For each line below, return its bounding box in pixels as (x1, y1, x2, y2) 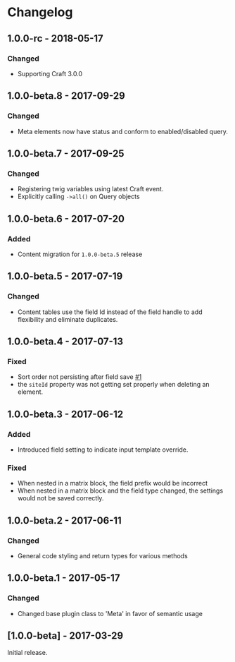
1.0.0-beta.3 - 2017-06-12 (7, 408, 124, 420)
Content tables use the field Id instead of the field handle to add (17, 308, 203, 316)
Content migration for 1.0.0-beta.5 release (17, 250, 143, 258)
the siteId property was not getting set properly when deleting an (17, 380, 210, 389)
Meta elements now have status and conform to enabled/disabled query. (17, 127, 229, 136)
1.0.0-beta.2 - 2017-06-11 (7, 514, 122, 526)
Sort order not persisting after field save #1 (17, 373, 142, 381)
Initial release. (7, 649, 48, 657)
